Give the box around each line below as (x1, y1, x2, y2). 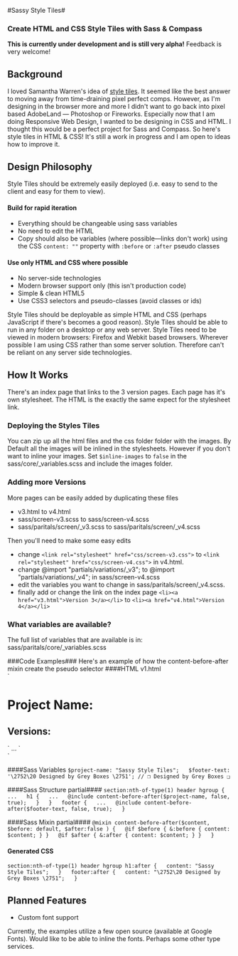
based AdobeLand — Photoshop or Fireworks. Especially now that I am (7, 110, 215, 118)
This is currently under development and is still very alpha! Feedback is (7, 40, 222, 48)
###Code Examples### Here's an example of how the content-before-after (7, 657, 229, 666)
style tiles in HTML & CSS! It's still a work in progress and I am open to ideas (7, 132, 231, 141)
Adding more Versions (7, 477, 87, 487)
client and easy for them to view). (7, 187, 105, 195)
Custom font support (17, 913, 79, 922)
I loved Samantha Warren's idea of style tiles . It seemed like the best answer (7, 87, 231, 95)
